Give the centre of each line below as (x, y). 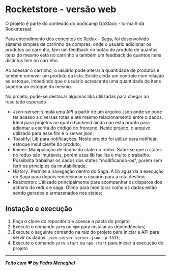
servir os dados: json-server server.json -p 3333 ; (66, 237)
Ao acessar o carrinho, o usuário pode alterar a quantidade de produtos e (82, 70)
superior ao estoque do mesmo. (39, 86)
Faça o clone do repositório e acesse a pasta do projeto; (72, 221)
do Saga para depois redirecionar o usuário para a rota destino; (79, 176)
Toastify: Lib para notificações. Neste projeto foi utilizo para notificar (84, 139)
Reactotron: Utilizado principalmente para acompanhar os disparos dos (87, 182)
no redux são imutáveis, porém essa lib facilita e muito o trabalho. (81, 155)
